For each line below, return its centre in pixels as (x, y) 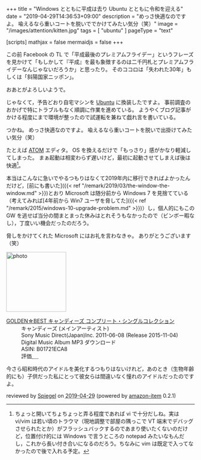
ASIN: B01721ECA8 (44, 349)
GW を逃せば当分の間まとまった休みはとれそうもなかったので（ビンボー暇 (98, 215)
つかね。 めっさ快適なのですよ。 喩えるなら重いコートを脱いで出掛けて (94, 130)
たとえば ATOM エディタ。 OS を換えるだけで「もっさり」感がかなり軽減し (99, 150)
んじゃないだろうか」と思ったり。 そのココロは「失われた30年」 (106, 69)
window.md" (22, 193)
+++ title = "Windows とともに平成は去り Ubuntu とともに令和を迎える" (95, 9)
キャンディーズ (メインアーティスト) (65, 328)
